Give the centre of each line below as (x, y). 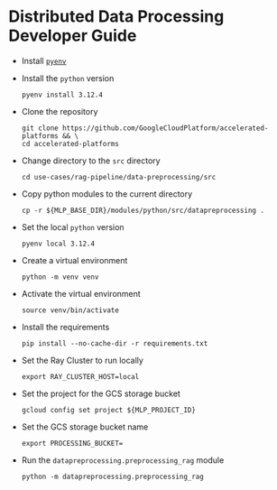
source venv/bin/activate (70, 310)
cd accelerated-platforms (70, 143)
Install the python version (68, 78)
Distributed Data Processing (116, 17)
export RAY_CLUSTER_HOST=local (80, 376)
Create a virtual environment (74, 260)
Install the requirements (65, 327)
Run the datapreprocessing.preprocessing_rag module (123, 460)
